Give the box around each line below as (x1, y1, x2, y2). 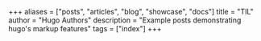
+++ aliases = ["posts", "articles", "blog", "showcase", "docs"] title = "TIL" (8, 7, 254, 16)
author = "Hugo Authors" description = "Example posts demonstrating (8, 15, 242, 25)
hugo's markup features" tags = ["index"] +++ (8, 24, 163, 33)
